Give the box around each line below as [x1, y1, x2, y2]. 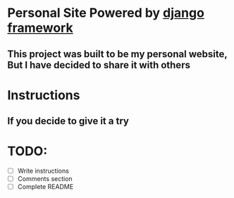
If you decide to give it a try [7, 115, 129, 128]
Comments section [17, 175, 73, 183]
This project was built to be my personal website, [7, 48, 228, 60]
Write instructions [17, 167, 69, 175]
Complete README [17, 182, 74, 191]
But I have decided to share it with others [7, 58, 190, 71]
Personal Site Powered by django [7, 5, 204, 21]
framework [7, 20, 73, 36]
